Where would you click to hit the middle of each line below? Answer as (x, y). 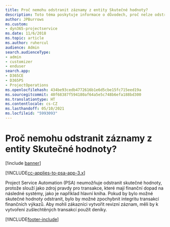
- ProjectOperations (27, 85)
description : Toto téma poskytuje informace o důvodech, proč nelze (79, 15)
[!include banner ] (23, 163)
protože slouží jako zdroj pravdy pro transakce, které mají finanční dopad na (84, 188)
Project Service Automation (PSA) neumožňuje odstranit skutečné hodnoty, (84, 183)
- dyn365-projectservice (31, 29)
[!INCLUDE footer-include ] (32, 219)
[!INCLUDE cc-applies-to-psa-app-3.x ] (45, 173)
